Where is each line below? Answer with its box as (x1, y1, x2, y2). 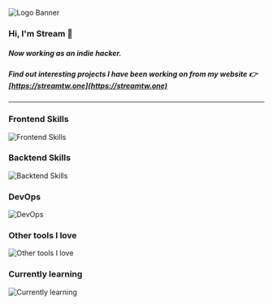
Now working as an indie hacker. (8, 48, 122, 58)
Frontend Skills (8, 114, 69, 125)
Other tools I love (8, 230, 77, 242)
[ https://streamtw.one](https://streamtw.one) (8, 81, 168, 90)
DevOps (8, 191, 41, 203)
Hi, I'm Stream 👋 (8, 28, 73, 39)
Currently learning (8, 268, 83, 280)
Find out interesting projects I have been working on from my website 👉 (8, 69, 258, 79)
